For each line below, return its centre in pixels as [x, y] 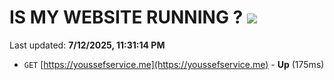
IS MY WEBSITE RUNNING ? [126, 17]
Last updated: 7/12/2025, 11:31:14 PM [87, 45]
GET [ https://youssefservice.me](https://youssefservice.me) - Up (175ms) [174, 64]
